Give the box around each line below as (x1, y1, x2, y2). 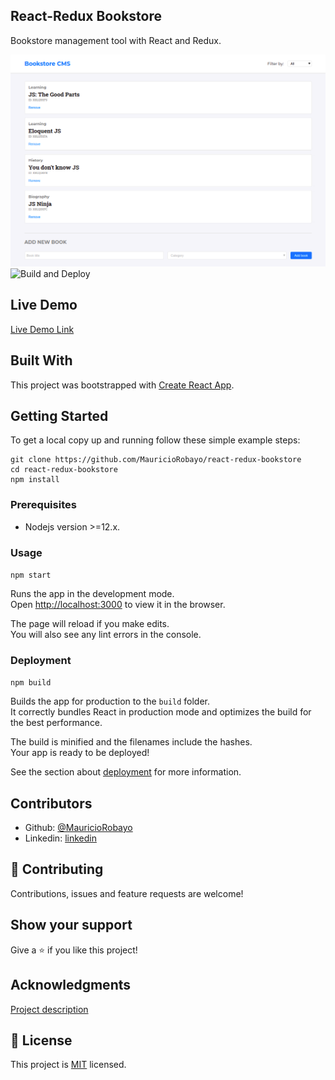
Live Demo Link (10, 323, 75, 335)
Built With (10, 352, 73, 369)
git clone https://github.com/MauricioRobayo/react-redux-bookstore (10, 455, 302, 465)
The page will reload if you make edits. (10, 617, 170, 629)
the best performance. (10, 717, 103, 729)
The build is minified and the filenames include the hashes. (10, 736, 253, 748)
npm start (10, 570, 52, 580)
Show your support (10, 917, 133, 934)
